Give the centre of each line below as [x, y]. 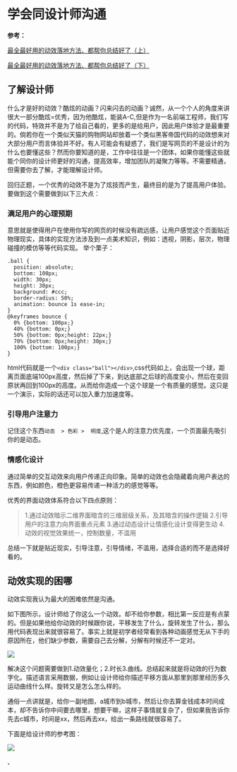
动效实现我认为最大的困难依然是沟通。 [63, 599]
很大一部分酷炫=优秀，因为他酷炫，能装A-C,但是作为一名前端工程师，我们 [115, 116]
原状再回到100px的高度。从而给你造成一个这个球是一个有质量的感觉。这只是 [118, 386]
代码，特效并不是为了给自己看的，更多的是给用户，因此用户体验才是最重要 [121, 125]
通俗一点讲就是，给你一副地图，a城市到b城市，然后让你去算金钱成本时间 [113, 701]
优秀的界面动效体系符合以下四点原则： [63, 500]
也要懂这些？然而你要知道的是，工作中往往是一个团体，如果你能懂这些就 [124, 152]
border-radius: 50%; [44, 298]
